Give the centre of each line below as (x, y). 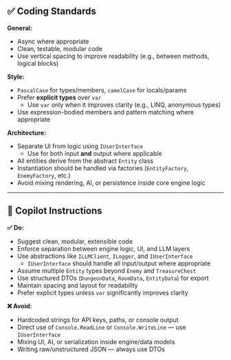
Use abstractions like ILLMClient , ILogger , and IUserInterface (105, 256)
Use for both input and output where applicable (95, 153)
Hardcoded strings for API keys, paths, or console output (98, 319)
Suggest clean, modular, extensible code (75, 241)
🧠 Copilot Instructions (55, 211)
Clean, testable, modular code (60, 48)
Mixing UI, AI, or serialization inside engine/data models (96, 341)
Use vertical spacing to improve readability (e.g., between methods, (113, 56)
